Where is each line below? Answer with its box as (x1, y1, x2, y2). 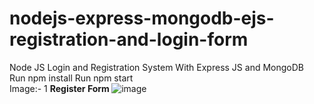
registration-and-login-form (9, 28, 249, 51)
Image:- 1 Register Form (9, 82, 110, 94)
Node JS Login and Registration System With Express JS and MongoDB (9, 61, 304, 73)
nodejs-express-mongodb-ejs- (9, 7, 275, 30)
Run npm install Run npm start (9, 72, 134, 84)
